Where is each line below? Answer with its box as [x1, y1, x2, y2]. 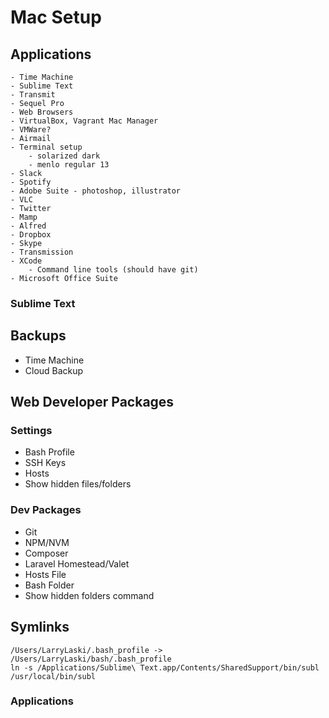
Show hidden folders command [24, 589, 155, 601]
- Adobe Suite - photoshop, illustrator [10, 186, 182, 196]
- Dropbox [10, 230, 52, 240]
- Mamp [10, 212, 38, 222]
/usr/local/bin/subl [10, 671, 97, 681]
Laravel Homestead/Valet [24, 557, 130, 570]
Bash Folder [24, 579, 75, 591]
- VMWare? [10, 125, 52, 135]
